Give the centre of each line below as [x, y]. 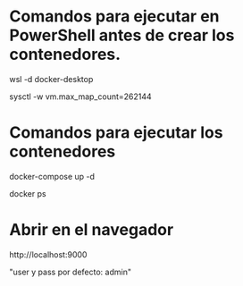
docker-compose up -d [52, 176]
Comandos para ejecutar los [116, 133]
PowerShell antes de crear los [122, 35]
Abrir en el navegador [92, 230]
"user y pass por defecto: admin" [71, 272]
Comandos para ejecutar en [114, 17]
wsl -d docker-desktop [51, 79]
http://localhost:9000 [48, 254]
